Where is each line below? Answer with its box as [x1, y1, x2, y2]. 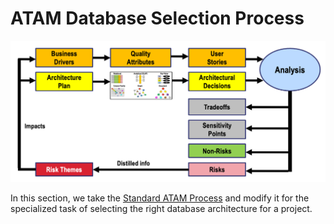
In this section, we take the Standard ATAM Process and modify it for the [10, 192, 310, 204]
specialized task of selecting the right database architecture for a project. [10, 202, 313, 214]
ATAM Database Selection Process [10, 7, 305, 30]
